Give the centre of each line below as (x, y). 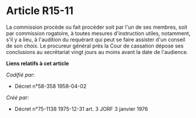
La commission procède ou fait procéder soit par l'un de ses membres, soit (97, 27)
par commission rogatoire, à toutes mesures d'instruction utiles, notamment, (98, 33)
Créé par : (18, 97)
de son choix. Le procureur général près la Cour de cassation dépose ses (95, 46)
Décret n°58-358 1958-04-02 (50, 86)
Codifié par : (21, 75)
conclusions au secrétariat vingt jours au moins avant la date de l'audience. (97, 52)
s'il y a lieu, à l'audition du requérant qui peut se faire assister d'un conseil (96, 39)
